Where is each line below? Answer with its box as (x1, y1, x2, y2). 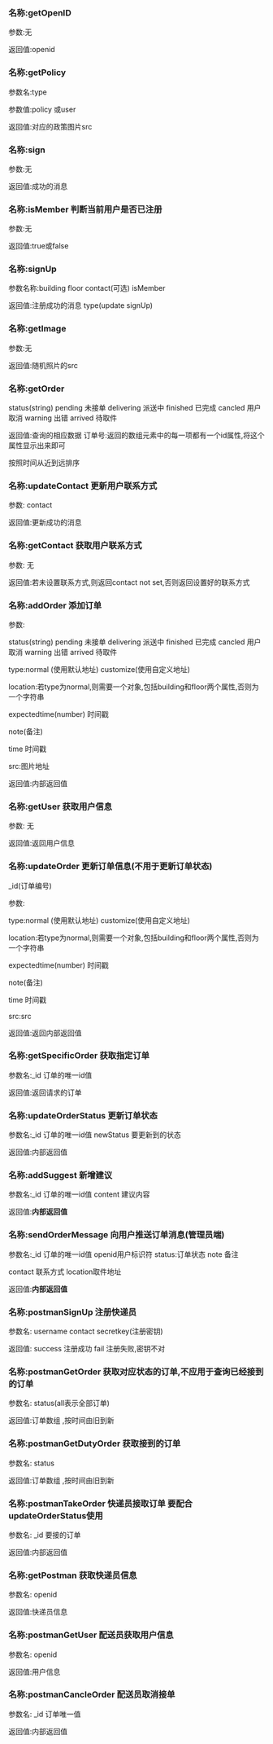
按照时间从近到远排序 (8, 458, 80, 468)
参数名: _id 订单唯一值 (8, 1709, 81, 1719)
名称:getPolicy (8, 67, 67, 78)
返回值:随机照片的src (8, 360, 79, 370)
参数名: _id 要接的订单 (8, 1530, 81, 1540)
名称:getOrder (8, 383, 65, 394)
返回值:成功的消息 (8, 181, 68, 191)
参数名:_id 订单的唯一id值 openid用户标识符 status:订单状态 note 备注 (8, 1249, 239, 1259)
